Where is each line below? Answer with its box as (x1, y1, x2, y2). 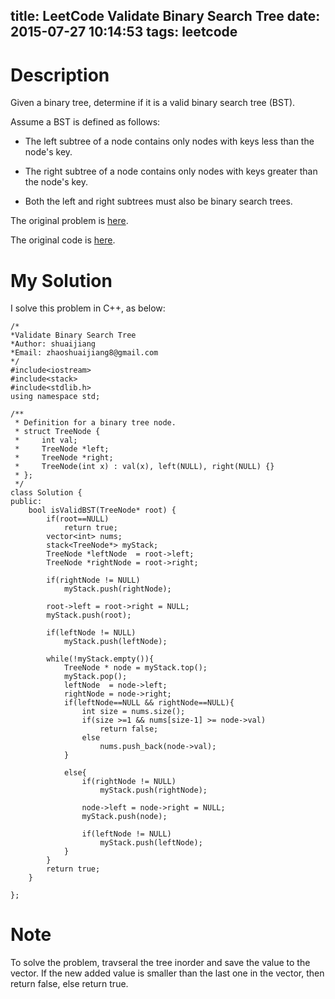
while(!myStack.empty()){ (46, 654, 155, 664)
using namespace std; (10, 392, 101, 402)
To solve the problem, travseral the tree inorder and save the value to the (10, 957, 311, 969)
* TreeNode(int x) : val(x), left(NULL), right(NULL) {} (14, 462, 275, 472)
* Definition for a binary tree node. (14, 418, 177, 428)
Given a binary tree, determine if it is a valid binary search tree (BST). (10, 97, 296, 109)
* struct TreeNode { (14, 427, 101, 437)
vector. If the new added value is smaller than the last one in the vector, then (10, 967, 325, 979)
